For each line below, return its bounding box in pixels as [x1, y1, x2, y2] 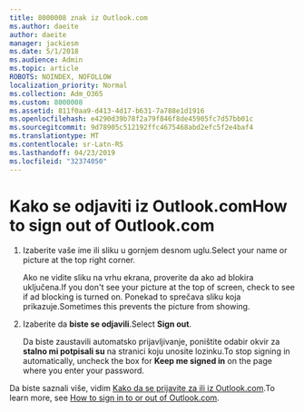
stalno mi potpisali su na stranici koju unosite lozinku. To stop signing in [22, 346, 290, 357]
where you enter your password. [22, 365, 145, 377]
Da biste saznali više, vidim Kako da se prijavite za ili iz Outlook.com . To [9, 383, 275, 394]
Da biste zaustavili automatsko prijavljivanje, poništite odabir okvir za [22, 337, 280, 348]
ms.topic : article [9, 64, 79, 74]
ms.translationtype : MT [9, 132, 100, 141]
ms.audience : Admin [9, 55, 83, 64]
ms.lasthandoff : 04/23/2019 [9, 148, 116, 157]
